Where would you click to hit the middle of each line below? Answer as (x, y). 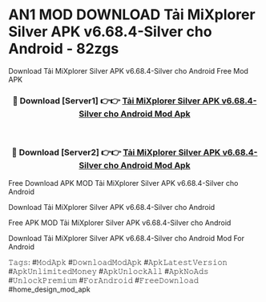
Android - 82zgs (64, 49)
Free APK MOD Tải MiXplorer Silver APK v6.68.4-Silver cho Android (120, 223)
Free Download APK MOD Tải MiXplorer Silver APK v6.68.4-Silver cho (123, 183)
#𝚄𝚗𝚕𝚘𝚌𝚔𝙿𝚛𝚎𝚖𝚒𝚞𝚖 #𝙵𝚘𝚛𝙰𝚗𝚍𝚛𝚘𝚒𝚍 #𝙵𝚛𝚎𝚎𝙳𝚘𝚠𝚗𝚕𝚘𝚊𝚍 (103, 280)
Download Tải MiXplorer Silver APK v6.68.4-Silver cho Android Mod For (127, 238)
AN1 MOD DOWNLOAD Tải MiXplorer (132, 15)
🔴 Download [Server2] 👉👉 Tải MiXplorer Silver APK (116, 152)
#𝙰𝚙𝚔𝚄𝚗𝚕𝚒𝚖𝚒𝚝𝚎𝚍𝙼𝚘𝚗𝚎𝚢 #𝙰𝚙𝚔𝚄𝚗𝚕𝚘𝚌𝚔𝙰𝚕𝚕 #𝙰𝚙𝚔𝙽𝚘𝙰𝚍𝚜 (109, 271)
